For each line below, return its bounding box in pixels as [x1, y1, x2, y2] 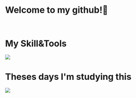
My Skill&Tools [5, 38, 67, 49]
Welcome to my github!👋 [5, 4, 108, 16]
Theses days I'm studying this [5, 71, 132, 83]
